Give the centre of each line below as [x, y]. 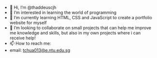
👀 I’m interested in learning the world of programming [63, 12]
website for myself [28, 23]
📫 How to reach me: [30, 43]
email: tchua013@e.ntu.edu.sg [40, 50]
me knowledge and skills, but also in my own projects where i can [75, 33]
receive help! [23, 38]
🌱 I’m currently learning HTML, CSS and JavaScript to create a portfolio [81, 17]
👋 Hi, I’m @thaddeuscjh [33, 7]
